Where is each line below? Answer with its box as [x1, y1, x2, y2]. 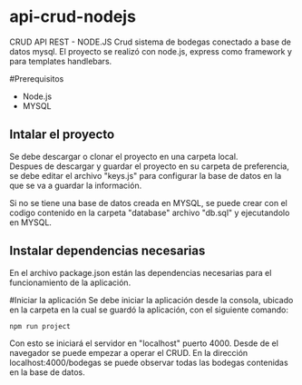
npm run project [9, 321, 71, 331]
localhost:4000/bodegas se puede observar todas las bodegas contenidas [9, 357, 288, 368]
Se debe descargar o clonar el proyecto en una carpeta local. [9, 151, 239, 162]
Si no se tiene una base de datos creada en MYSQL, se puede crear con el [9, 197, 287, 208]
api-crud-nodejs [9, 6, 136, 27]
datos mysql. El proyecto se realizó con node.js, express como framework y [9, 45, 292, 56]
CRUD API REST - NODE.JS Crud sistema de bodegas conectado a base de [9, 36, 292, 47]
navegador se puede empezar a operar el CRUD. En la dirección [9, 347, 248, 358]
